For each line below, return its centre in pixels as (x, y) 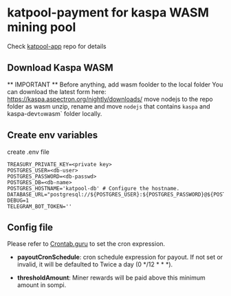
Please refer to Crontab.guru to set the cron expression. (86, 244)
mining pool (42, 27)
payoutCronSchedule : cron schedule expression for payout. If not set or (120, 257)
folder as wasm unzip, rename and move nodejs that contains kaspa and (109, 106)
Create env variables (53, 135)
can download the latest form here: (57, 91)
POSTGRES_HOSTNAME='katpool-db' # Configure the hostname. (93, 188)
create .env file (28, 152)
